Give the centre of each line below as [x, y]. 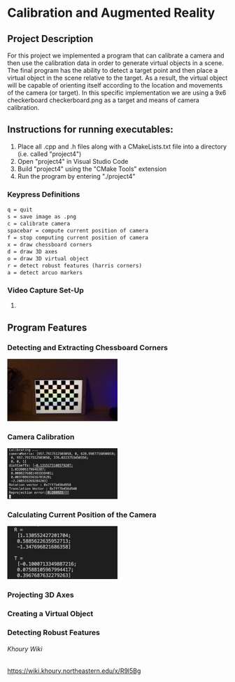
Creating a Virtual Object [50, 613]
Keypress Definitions [44, 194]
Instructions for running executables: [90, 130]
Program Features [47, 327]
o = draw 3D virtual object [48, 259]
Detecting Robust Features [54, 632]
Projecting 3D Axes [41, 594]
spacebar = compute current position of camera [78, 231]
